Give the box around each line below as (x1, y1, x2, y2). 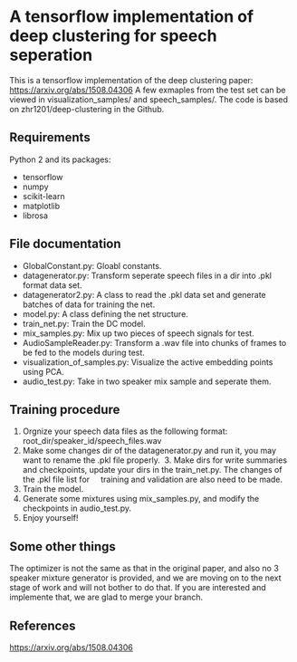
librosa (22, 210, 48, 221)
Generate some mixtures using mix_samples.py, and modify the (22, 494, 260, 504)
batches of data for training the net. (22, 299, 156, 310)
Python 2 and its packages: (9, 154, 111, 165)
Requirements (9, 130, 91, 146)
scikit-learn (22, 190, 65, 201)
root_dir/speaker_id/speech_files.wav (22, 436, 162, 446)
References (9, 618, 76, 633)
